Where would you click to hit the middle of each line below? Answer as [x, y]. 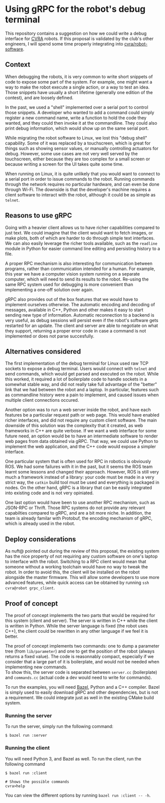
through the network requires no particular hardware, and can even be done [82, 184]
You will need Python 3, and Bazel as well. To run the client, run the [73, 758]
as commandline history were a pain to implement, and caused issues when [82, 395]
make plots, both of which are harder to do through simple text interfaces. [80, 238]
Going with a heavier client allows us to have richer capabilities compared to [82, 227]
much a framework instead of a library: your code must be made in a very [80, 477]
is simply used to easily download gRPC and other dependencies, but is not [82, 692]
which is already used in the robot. [40, 523]
